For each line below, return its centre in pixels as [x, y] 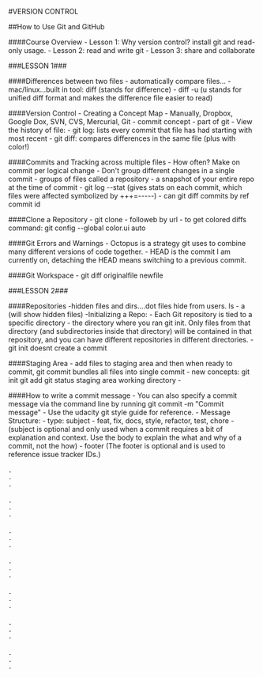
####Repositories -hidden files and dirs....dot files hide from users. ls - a [127, 306]
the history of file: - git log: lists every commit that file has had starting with [130, 130]
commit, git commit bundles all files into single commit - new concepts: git [129, 372]
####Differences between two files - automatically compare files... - [120, 81]
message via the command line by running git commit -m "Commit [116, 404]
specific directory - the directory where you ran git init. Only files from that [130, 323]
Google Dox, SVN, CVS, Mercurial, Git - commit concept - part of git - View [130, 121]
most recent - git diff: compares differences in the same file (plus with [122, 138]
